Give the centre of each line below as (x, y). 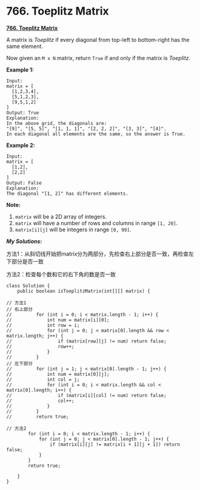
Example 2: (21, 145)
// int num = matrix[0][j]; (58, 374)
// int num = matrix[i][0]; (58, 320)
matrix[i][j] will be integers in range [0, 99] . (73, 230)
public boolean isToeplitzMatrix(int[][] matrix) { (84, 291)
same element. (25, 46)
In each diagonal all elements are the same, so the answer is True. (96, 134)
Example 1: (20, 70)
